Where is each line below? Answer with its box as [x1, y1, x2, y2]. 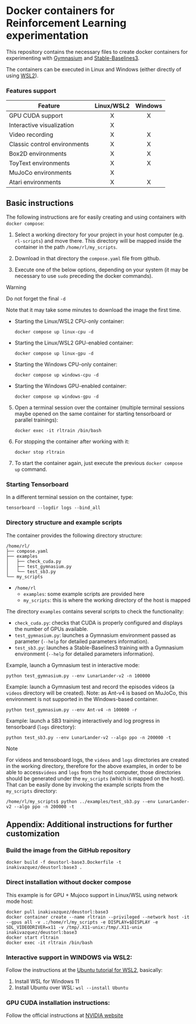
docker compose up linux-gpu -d [14, 351, 94, 357]
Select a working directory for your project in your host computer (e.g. [14, 231, 184, 238]
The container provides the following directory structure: [6, 532, 143, 539]
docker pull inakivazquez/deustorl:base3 [6, 909, 109, 915]
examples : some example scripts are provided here [23, 590, 145, 597]
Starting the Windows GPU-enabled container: [14, 382, 127, 389]
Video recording [9, 130, 54, 139]
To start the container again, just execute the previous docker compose [14, 460, 183, 467]
